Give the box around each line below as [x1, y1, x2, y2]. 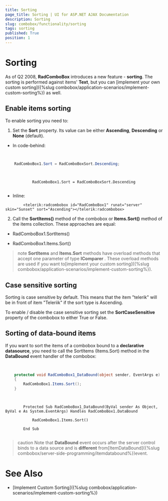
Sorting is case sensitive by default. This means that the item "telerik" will [5, 294, 157, 300]
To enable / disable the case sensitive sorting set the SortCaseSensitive [5, 309, 155, 315]
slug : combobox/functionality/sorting [5, 21, 86, 27]
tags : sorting [5, 26, 35, 31]
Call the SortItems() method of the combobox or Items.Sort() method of [12, 216, 163, 222]
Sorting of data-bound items [5, 329, 96, 338]
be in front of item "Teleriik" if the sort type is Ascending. [5, 299, 123, 306]
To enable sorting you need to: [5, 118, 69, 124]
